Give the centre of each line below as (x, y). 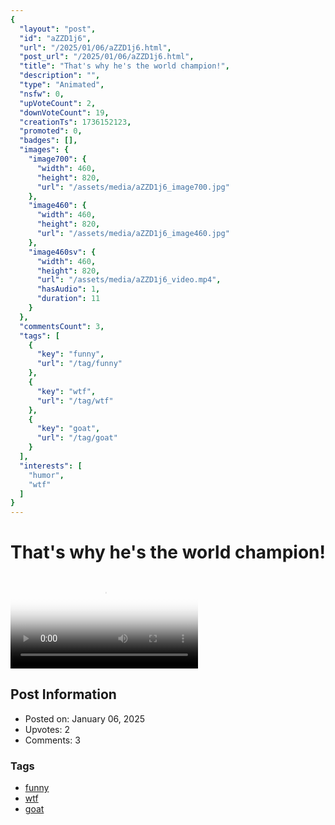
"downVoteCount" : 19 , (64, 112)
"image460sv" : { (62, 252)
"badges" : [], (48, 141)
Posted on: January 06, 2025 (84, 718)
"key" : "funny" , (70, 354)
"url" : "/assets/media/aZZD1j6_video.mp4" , (129, 280)
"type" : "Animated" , (62, 85)
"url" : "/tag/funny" (79, 364)
